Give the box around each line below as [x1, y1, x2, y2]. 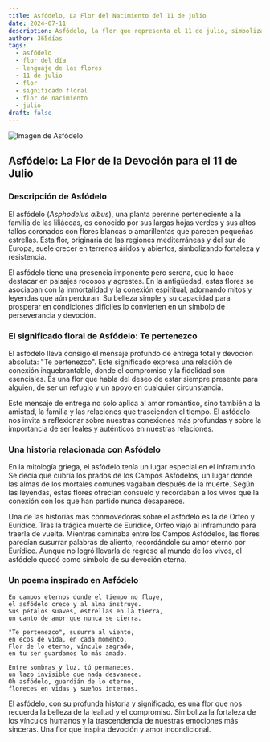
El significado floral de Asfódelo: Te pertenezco [8, 330, 198, 342]
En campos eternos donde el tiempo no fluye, [8, 592, 163, 601]
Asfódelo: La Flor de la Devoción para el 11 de [8, 154, 238, 168]
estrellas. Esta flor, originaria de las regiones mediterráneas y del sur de [8, 235, 247, 244]
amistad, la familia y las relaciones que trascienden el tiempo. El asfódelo [8, 407, 251, 416]
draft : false [8, 109, 52, 117]
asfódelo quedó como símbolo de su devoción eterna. [8, 555, 187, 564]
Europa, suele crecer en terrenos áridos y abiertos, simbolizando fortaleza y [8, 243, 260, 253]
